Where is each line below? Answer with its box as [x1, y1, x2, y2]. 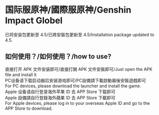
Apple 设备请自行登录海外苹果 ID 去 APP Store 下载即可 [5, 88, 116, 95]
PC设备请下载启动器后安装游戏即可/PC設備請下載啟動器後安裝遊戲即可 [5, 77, 146, 83]
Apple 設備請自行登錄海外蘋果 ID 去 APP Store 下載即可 [5, 95, 116, 100]
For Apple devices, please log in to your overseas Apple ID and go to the [5, 100, 150, 106]
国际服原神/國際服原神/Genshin [5, 4, 131, 16]
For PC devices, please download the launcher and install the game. [5, 83, 141, 89]
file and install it [5, 71, 36, 78]
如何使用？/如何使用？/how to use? [5, 52, 112, 61]
